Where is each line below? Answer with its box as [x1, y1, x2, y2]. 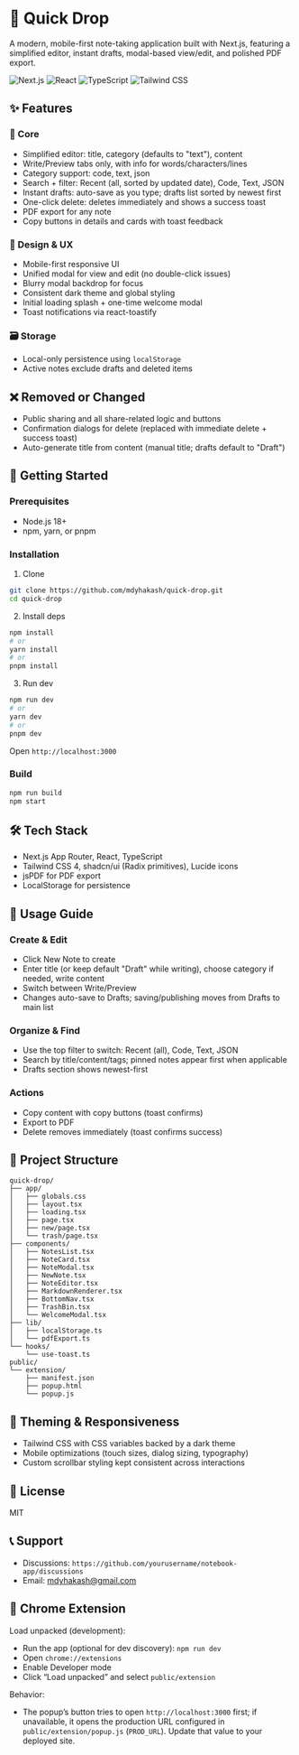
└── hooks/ [9, 1342, 50, 1351]
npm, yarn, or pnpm [22, 525, 96, 536]
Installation [9, 548, 60, 561]
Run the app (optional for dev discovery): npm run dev [22, 1642, 222, 1653]
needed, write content [22, 973, 105, 984]
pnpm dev [9, 729, 42, 738]
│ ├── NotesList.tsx [9, 1248, 95, 1257]
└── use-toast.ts [25, 1350, 91, 1360]
